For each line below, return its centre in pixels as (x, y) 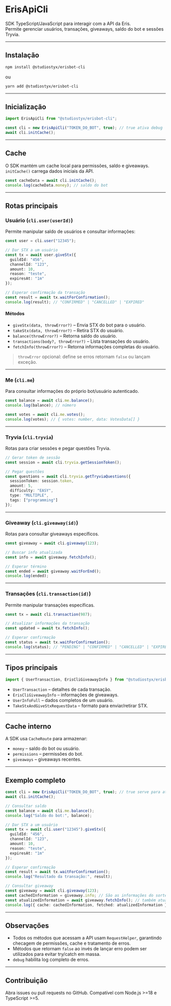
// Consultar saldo (26, 806)
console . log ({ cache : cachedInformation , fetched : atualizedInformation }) (87, 905)
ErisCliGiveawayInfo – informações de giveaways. (65, 695)
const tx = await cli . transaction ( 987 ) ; (49, 614)
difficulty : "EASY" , (32, 491)
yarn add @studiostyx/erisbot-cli (42, 86)
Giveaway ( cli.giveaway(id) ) (42, 523)
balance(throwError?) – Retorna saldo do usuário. (65, 336)
